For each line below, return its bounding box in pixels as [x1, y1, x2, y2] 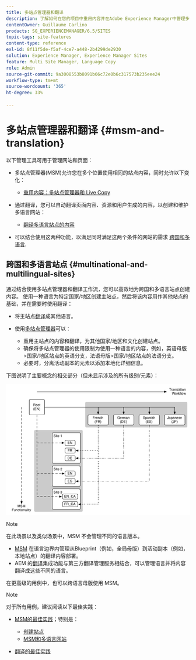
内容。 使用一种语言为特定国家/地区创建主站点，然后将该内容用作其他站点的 [6, 293, 188, 300]
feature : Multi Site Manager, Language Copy [6, 59, 116, 64]
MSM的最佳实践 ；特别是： [14, 615, 79, 623]
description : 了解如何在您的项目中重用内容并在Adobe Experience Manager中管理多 [6, 15, 190, 22]
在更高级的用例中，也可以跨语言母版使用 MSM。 [6, 580, 123, 587]
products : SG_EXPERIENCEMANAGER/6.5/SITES [6, 28, 111, 34]
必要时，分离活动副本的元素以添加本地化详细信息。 [23, 359, 146, 366]
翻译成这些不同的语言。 [14, 567, 71, 574]
